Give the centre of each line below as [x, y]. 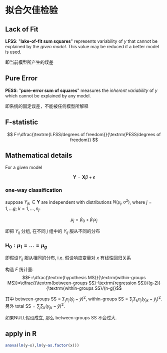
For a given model [24, 167]
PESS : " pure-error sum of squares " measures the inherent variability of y [81, 90]
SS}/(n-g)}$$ [108, 288]
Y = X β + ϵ [84, 177]
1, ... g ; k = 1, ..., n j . [23, 209]
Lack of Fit [22, 29]
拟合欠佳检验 [32, 10]
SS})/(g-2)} [149, 283]
